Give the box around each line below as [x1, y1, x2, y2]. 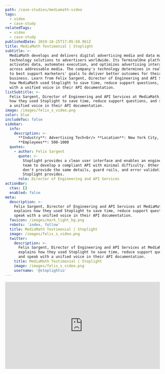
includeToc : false [5, 117, 43, 122]
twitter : [9, 236, 27, 241]
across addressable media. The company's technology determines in [9, 67, 151, 72]
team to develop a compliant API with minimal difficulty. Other [23, 163, 160, 168]
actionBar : [5, 181, 27, 186]
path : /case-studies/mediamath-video [5, 7, 82, 12]
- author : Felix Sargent [14, 149, 65, 154]
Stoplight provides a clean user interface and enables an [23, 158, 146, 163]
